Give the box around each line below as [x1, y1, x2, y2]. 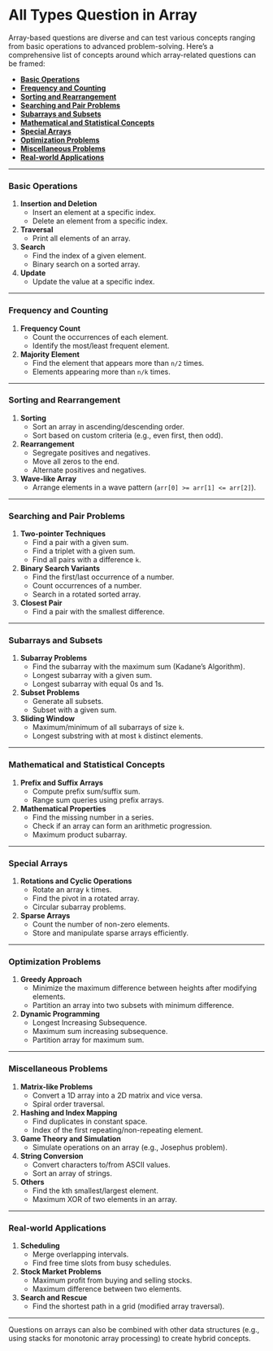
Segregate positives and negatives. [32, 447, 150, 457]
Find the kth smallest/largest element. [32, 1186, 158, 1195]
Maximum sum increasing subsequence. [32, 1027, 168, 1036]
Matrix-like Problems [19, 1081, 93, 1091]
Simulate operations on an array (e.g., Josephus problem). [32, 1142, 227, 1152]
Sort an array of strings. [32, 1168, 112, 1178]
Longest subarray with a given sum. [32, 671, 153, 680]
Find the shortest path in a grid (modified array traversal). [32, 1301, 225, 1311]
